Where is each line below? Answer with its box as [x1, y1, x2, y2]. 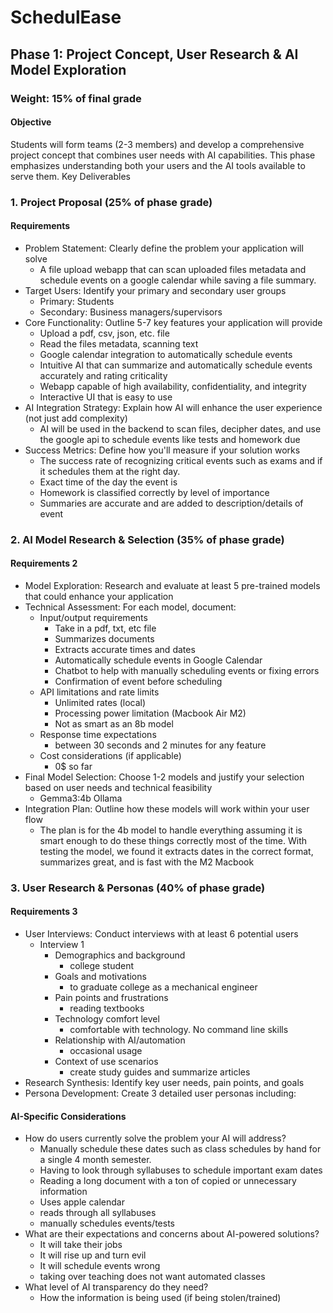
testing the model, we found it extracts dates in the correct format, [39, 845, 314, 857]
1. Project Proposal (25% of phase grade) [10, 195, 213, 209]
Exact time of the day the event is [39, 476, 178, 488]
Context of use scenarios [54, 1056, 159, 1068]
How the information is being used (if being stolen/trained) [39, 1292, 282, 1304]
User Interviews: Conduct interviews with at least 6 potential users [24, 928, 299, 940]
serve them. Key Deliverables [10, 170, 131, 182]
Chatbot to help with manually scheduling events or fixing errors [54, 664, 320, 676]
